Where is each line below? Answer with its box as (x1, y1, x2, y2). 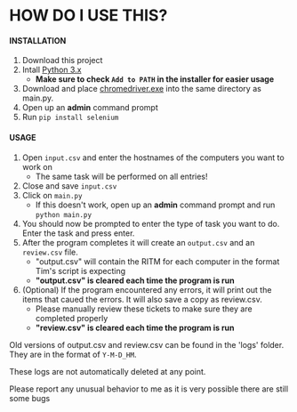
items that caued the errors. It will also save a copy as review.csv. (21, 294, 262, 304)
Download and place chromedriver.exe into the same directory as (21, 84, 262, 94)
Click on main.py (21, 190, 83, 200)
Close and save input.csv (21, 180, 117, 191)
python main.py (35, 210, 92, 219)
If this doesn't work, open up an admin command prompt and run (35, 199, 276, 210)
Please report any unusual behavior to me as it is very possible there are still (9, 384, 289, 394)
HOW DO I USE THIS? (9, 5, 168, 26)
